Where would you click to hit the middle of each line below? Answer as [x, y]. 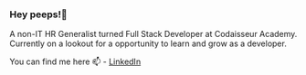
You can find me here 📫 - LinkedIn [75, 61]
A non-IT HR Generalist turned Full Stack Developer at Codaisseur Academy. [153, 34]
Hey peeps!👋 [38, 14]
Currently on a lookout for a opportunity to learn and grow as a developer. [148, 43]
